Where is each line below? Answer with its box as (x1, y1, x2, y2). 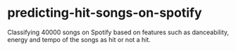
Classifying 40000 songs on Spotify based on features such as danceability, (7, 28, 230, 36)
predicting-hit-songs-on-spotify (7, 5, 202, 21)
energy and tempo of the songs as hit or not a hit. (7, 35, 151, 43)
